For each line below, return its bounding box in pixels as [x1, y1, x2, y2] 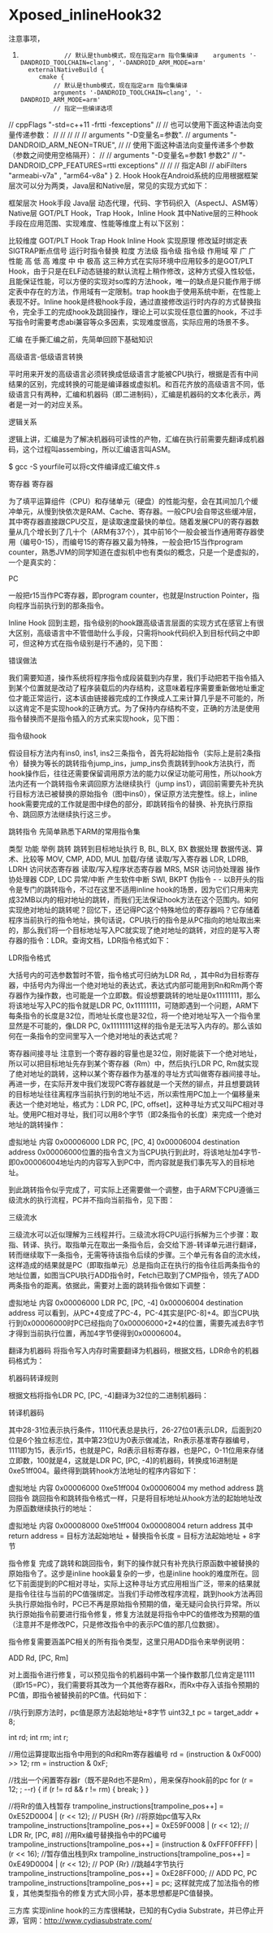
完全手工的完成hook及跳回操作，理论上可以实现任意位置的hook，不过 [22, 307, 256, 317]
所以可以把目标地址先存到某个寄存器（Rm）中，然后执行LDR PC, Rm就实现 [8, 1059, 259, 1068]
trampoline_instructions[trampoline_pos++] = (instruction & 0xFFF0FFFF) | [8, 1839, 258, 1849]
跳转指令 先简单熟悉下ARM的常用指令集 [8, 826, 141, 836]
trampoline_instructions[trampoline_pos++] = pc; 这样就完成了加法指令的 [8, 1878, 253, 1887]
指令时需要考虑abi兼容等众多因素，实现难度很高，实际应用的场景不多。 [15, 317, 253, 327]
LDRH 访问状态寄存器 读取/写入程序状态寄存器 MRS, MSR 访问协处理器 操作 [8, 864, 261, 874]
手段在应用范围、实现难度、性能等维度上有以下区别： [8, 218, 187, 228]
